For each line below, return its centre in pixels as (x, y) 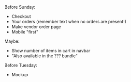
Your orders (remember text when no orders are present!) (69, 22)
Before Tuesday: (21, 65)
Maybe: (12, 41)
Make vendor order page (36, 27)
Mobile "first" (25, 32)
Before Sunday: (20, 7)
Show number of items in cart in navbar (51, 51)
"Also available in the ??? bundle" (44, 56)
